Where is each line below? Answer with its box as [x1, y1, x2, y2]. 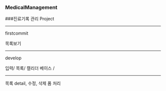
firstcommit [5, 30, 29, 36]
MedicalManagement [5, 4, 58, 11]
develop [5, 55, 22, 61]
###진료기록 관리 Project [5, 16, 54, 22]
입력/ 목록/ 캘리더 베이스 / [5, 65, 55, 71]
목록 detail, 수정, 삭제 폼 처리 [5, 81, 61, 87]
